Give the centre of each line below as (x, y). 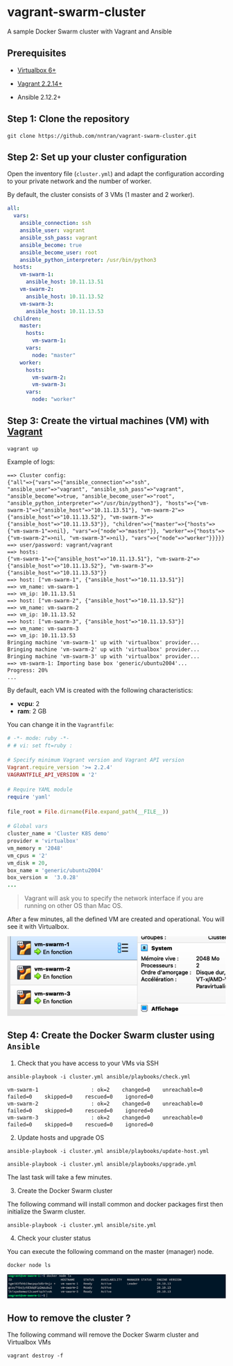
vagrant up (23, 449)
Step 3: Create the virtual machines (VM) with (108, 421)
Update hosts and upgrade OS (61, 1137)
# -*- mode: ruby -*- (38, 738)
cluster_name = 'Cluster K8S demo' (59, 834)
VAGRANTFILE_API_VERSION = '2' (52, 775)
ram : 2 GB (32, 711)
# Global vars (28, 826)
